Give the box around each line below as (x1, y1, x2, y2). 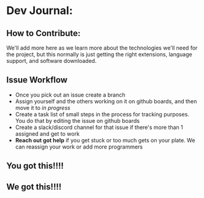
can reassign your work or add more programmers (15, 143, 143, 150)
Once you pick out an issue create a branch (15, 91, 126, 98)
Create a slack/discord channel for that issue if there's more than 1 (15, 123, 184, 131)
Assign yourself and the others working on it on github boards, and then (15, 97, 197, 105)
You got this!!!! (6, 161, 64, 171)
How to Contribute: (6, 28, 81, 38)
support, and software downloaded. (6, 57, 97, 64)
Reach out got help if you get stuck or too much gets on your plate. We (15, 136, 195, 144)
